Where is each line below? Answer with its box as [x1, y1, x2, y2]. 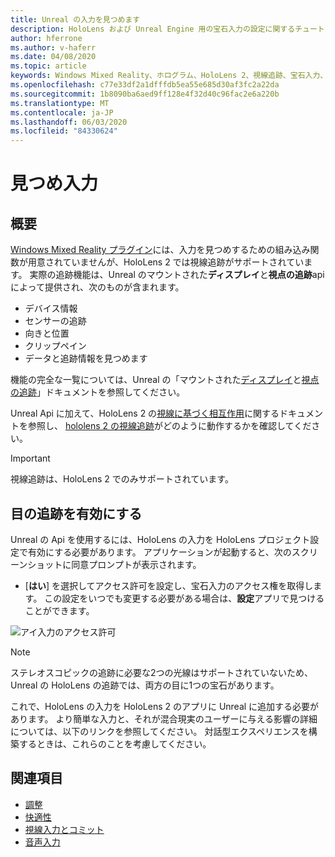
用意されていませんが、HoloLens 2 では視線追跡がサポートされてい [27, 256, 305, 268]
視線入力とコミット [24, 823, 105, 835]
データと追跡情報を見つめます [24, 352, 148, 365]
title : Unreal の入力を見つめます [10, 14, 141, 25]
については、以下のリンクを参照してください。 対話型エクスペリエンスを [10, 725, 309, 737]
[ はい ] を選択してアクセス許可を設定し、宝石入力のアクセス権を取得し [24, 579, 314, 591]
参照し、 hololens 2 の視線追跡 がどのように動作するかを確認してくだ [27, 420, 312, 432]
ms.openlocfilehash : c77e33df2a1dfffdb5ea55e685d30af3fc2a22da [10, 80, 280, 90]
